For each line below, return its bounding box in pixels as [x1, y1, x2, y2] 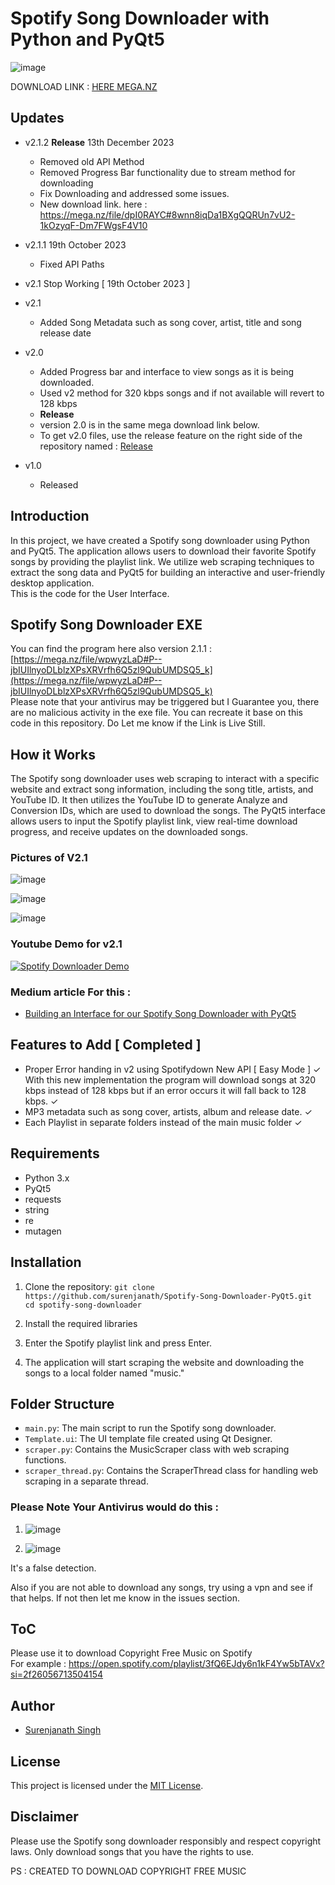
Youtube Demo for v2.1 [10, 937, 123, 951]
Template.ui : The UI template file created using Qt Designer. [24, 1433, 273, 1445]
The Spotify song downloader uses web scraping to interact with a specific [10, 773, 320, 785]
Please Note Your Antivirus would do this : [10, 1500, 219, 1514]
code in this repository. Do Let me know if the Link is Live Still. [10, 717, 266, 729]
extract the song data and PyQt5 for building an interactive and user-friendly [10, 566, 326, 578]
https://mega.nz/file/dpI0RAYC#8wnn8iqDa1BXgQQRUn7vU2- [39, 208, 296, 221]
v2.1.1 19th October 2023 [24, 238, 127, 251]
